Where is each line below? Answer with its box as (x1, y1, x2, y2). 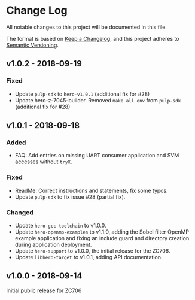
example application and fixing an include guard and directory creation (14, 234, 190, 241)
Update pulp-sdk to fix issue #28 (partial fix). (14, 193, 126, 201)
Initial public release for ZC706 (6, 287, 82, 294)
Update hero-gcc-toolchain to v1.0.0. (14, 222, 106, 229)
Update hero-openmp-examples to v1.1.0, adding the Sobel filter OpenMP (14, 228, 190, 235)
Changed (6, 208, 34, 216)
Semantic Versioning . (6, 41, 59, 49)
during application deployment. (14, 241, 92, 248)
